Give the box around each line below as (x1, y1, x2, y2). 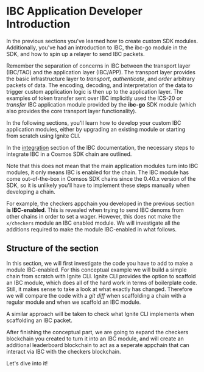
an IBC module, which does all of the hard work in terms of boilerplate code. (6, 279, 198, 286)
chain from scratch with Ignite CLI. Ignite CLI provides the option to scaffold (6, 272, 196, 279)
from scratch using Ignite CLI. (6, 132, 81, 139)
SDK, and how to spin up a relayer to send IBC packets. (6, 50, 145, 57)
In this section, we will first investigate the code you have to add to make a (6, 259, 193, 267)
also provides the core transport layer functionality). (6, 107, 137, 114)
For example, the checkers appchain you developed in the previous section (6, 200, 195, 207)
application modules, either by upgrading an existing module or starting (6, 125, 186, 133)
